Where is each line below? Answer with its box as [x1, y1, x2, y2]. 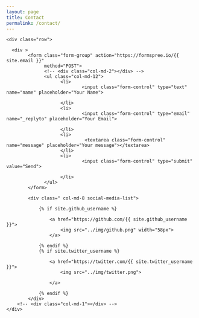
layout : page [6, 8, 39, 15]
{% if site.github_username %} [38, 206, 118, 212]
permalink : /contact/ [6, 20, 61, 26]
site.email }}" [6, 58, 45, 64]
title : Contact [6, 15, 45, 21]
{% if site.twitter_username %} [38, 248, 120, 255]
